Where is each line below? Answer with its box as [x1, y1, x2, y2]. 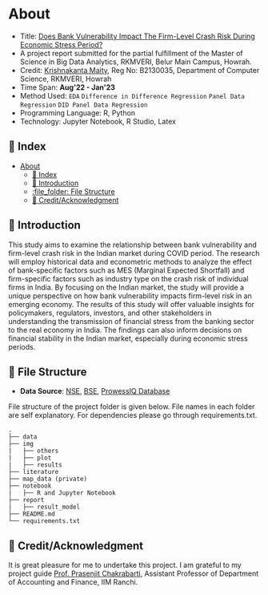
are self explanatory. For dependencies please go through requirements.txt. [8, 411, 258, 420]
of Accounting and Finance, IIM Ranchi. [8, 577, 138, 587]
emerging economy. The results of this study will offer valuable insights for [8, 299, 254, 309]
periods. [8, 342, 36, 351]
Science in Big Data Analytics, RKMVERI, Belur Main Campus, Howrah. [19, 57, 252, 67]
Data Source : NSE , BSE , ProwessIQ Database [19, 387, 170, 396]
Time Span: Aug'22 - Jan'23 [19, 82, 116, 92]
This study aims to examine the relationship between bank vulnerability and [8, 240, 258, 249]
